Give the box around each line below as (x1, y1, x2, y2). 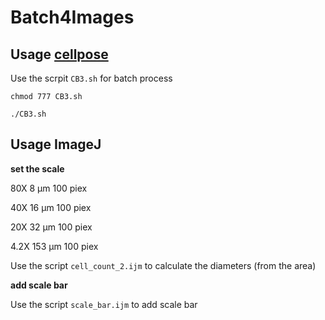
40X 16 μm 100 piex (10, 201, 92, 213)
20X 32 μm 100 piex (10, 221, 93, 233)
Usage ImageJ (10, 136, 102, 153)
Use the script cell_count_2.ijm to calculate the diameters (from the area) (10, 259, 317, 271)
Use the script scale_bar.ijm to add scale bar (10, 298, 198, 310)
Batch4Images (10, 6, 135, 29)
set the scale (10, 162, 65, 175)
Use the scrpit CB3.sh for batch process (10, 72, 173, 84)
